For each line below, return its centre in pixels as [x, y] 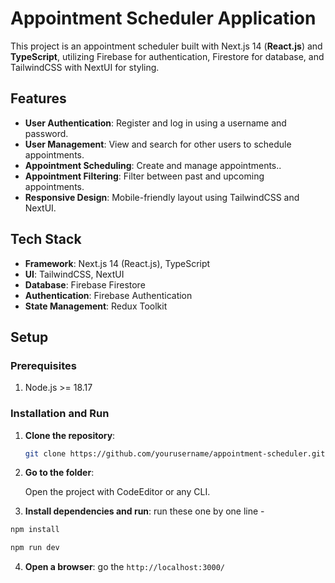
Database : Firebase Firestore [85, 284]
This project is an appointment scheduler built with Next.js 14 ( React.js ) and [166, 46]
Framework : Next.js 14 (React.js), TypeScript [117, 263]
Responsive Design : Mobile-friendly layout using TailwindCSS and [162, 197]
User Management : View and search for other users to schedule [158, 144]
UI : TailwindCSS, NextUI [74, 274]
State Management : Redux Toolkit [96, 306]
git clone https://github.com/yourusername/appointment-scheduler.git [175, 453]
